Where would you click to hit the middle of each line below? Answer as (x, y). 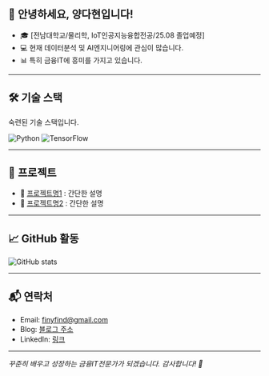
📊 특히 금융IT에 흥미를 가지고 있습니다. (81, 60)
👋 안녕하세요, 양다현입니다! (71, 14)
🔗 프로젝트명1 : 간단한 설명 (61, 194)
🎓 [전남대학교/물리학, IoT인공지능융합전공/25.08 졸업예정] (112, 35)
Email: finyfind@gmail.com (64, 320)
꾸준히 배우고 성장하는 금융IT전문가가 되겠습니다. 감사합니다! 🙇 (106, 364)
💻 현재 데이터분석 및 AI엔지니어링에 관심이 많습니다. (102, 47)
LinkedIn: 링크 (42, 339)
